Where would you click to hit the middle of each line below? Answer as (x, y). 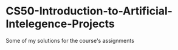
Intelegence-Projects (60, 24)
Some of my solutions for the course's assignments (70, 40)
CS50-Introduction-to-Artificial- (89, 11)
